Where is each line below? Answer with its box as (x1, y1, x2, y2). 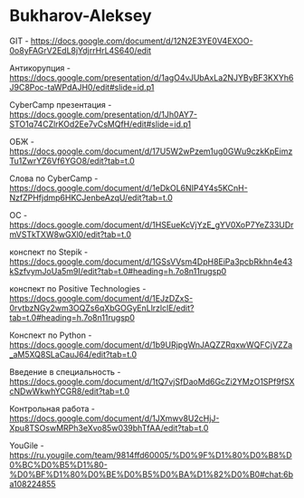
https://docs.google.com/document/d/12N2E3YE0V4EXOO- (30, 35, 253, 46)
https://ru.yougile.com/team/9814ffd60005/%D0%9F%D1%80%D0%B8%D (9, 449, 292, 460)
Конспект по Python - (9, 330, 92, 340)
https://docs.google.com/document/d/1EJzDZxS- (9, 292, 194, 303)
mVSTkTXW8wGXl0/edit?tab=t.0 (9, 228, 132, 240)
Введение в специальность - (9, 366, 121, 377)
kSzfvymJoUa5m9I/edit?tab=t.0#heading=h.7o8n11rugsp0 (9, 265, 227, 276)
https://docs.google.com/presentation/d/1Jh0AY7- (9, 109, 197, 120)
